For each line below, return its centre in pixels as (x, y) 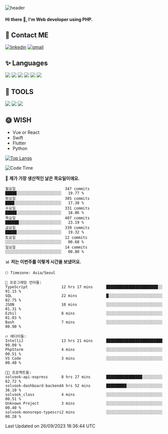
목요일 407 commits (48, 218)
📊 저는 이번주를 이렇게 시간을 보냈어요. (43, 261)
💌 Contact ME (27, 35)
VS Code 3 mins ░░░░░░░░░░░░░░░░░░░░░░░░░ (84, 358)
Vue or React (26, 132)
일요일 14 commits (46, 247)
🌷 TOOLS (20, 91)
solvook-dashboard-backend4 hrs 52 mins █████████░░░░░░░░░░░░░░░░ (84, 386)
